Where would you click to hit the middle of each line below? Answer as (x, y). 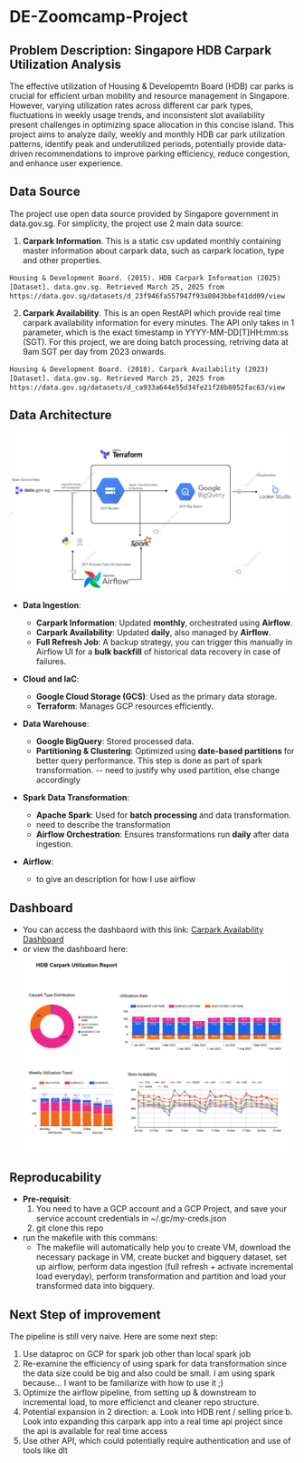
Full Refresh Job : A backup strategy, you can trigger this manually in (164, 643)
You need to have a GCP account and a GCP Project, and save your (161, 1209)
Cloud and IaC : (51, 679)
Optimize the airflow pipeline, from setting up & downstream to (139, 1392)
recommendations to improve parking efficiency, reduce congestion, (162, 153)
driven (21, 153)
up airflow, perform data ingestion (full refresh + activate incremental (165, 1267)
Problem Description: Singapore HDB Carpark (141, 50)
